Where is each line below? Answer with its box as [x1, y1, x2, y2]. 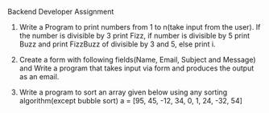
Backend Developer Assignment [7, 7, 114, 16]
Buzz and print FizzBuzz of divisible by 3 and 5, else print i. [19, 39, 216, 49]
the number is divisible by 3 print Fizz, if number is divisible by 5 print [19, 31, 250, 40]
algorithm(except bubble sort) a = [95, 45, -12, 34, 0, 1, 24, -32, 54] [19, 96, 243, 105]
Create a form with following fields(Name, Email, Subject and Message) [19, 55, 256, 64]
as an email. [19, 72, 60, 81]
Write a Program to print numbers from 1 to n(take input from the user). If [19, 22, 261, 31]
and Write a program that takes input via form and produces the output [19, 63, 255, 73]
